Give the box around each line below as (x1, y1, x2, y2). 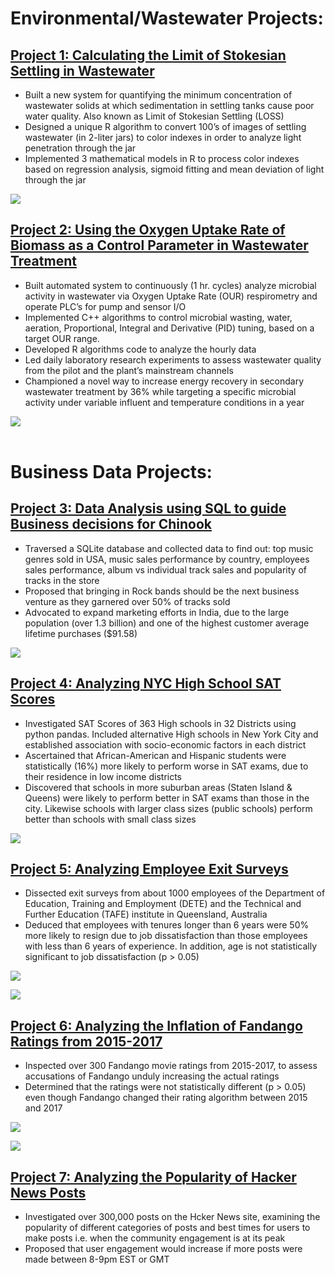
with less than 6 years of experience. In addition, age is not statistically (24, 940, 318, 952)
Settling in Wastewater (10, 62, 155, 79)
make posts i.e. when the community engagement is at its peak (24, 1232, 286, 1244)
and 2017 (24, 1102, 63, 1114)
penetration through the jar (24, 142, 137, 154)
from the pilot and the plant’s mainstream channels (24, 364, 234, 376)
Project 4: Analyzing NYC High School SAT (10, 675, 282, 692)
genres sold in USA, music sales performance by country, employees (24, 553, 310, 565)
